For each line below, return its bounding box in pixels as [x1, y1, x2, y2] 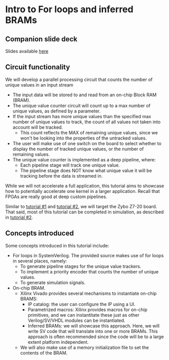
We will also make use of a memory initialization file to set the [20, 344, 149, 350]
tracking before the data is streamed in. [20, 173, 103, 179]
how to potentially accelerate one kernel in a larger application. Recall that [5, 188, 160, 194]
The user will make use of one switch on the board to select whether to [12, 140, 161, 146]
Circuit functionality [5, 63, 70, 72]
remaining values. [12, 151, 50, 157]
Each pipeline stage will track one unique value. [20, 162, 120, 168]
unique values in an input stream [5, 81, 74, 88]
